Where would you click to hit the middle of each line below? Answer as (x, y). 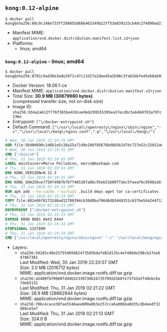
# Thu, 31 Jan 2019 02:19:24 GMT (40, 168)
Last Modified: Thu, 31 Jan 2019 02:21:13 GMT (67, 314)
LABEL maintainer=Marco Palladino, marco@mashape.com (62, 164)
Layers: (20, 248)
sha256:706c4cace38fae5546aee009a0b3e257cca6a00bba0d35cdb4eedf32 (90, 305)
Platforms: (23, 43)
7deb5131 (29, 283)
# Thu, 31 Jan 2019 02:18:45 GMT (40, 159)
